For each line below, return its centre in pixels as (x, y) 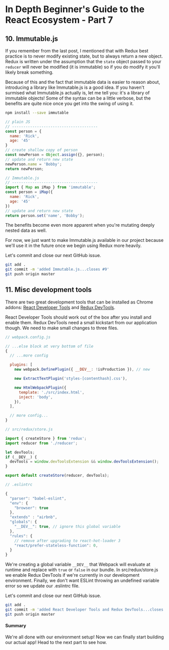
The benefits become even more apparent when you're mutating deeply (80, 225)
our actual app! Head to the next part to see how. (56, 642)
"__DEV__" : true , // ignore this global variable (68, 527)
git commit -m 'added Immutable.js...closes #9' (57, 269)
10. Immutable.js (32, 39)
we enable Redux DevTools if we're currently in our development (72, 575)
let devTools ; (20, 452)
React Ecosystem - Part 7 (59, 20)
